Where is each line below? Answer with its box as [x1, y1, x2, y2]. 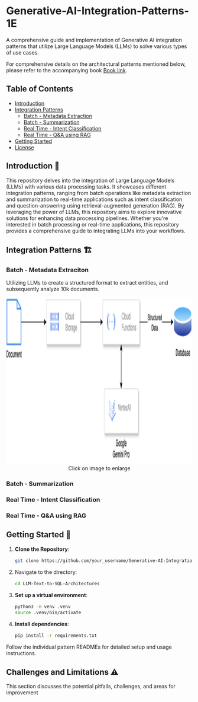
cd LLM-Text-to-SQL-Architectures [14, 580, 100, 586]
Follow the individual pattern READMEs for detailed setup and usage [6, 643, 173, 650]
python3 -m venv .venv [14, 604, 71, 610]
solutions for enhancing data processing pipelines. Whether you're [6, 215, 168, 222]
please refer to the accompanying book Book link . [6, 66, 128, 74]
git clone [14, 557, 40, 564]
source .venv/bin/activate [14, 610, 82, 616]
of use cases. [6, 49, 40, 56]
